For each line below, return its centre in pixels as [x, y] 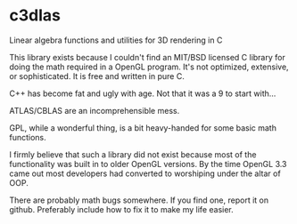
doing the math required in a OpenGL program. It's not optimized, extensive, [149, 67]
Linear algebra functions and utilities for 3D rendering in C [116, 40]
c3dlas [35, 16]
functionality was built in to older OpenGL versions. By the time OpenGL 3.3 [148, 164]
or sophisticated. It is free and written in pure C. [97, 76]
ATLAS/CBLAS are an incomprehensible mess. [95, 110]
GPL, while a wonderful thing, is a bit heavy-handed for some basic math [143, 128]
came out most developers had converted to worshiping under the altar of [145, 173]
